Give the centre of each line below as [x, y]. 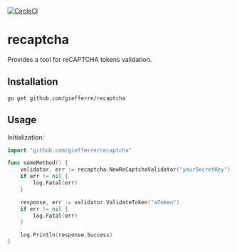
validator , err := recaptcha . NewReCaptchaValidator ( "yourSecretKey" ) [126, 170]
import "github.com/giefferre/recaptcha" [70, 150]
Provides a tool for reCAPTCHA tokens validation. [80, 59]
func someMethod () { [38, 163]
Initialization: [26, 137]
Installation [33, 82]
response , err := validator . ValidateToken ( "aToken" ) [100, 202]
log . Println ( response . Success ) [67, 235]
